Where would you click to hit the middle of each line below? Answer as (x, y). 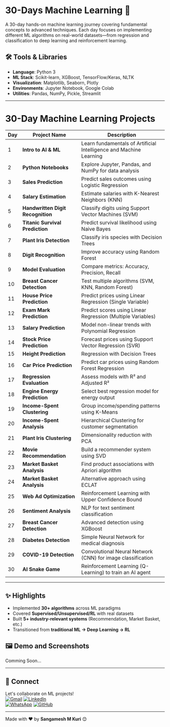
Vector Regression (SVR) (111, 345)
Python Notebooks (46, 167)
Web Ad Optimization (49, 496)
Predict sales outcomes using (116, 178)
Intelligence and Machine (111, 150)
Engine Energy (40, 391)
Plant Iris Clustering (47, 438)
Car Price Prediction (47, 365)
